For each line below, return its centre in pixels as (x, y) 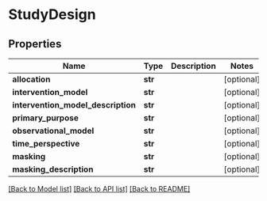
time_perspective (46, 144)
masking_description (53, 169)
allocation (31, 79)
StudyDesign (52, 15)
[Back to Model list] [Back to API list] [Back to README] (99, 189)
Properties (35, 44)
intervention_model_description (74, 105)
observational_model (53, 131)
